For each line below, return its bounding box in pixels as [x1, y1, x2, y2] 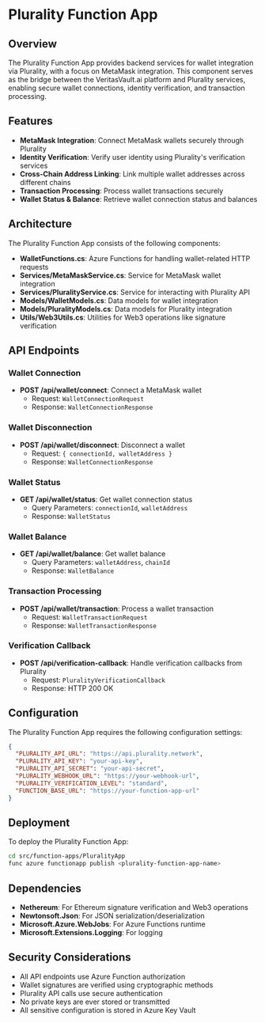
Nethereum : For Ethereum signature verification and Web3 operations [19, 902, 249, 911]
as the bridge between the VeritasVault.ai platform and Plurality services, [8, 75, 246, 84]
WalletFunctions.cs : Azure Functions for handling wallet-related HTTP [19, 253, 251, 263]
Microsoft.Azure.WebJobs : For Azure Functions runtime [19, 919, 206, 929]
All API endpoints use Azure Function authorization [19, 972, 186, 981]
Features [8, 115, 53, 128]
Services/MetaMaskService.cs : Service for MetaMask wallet [19, 271, 221, 280]
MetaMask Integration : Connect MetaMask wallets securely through [19, 135, 244, 145]
